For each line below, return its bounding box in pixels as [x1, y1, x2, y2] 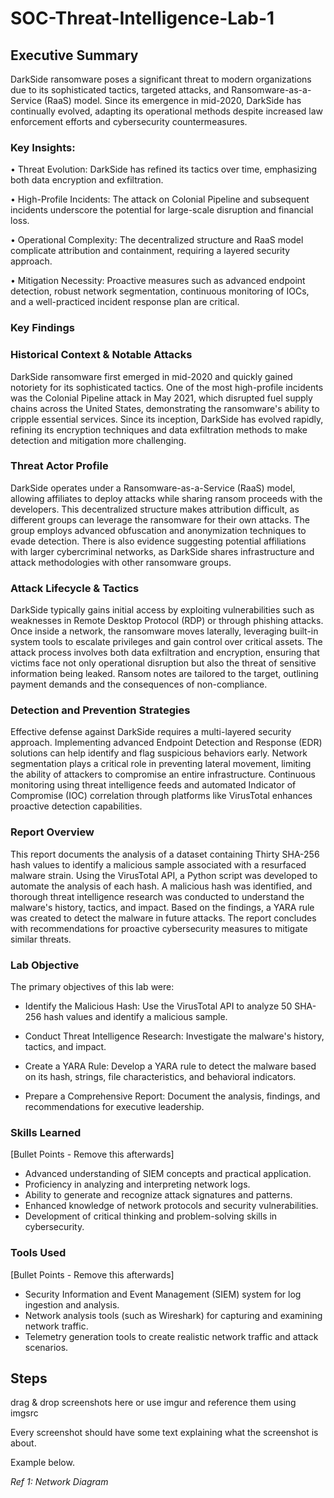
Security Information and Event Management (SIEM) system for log [24, 1288, 302, 1300]
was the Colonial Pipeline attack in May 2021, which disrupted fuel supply [10, 392, 313, 404]
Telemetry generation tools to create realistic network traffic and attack [24, 1330, 319, 1342]
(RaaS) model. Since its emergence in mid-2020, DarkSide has [43, 95, 302, 106]
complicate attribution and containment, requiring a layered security [10, 245, 291, 257]
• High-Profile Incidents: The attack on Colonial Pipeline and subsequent [10, 193, 310, 206]
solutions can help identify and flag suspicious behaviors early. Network [10, 747, 308, 759]
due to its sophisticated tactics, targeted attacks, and [10, 84, 230, 96]
